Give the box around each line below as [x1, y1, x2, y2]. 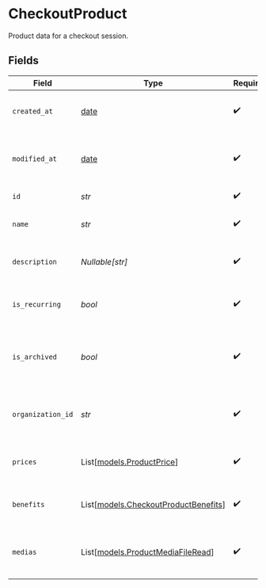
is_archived [12, 352, 58, 361]
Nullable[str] [80, 256, 128, 267]
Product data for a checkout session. [8, 31, 129, 40]
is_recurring [12, 300, 62, 309]
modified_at [12, 154, 58, 163]
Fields [8, 54, 40, 67]
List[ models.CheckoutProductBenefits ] [80, 498, 226, 510]
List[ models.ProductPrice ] [80, 456, 179, 468]
